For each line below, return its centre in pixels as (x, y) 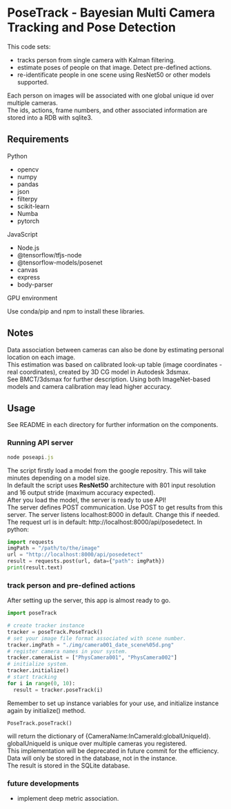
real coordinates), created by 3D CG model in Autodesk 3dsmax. (99, 372)
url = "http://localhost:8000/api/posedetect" (75, 555)
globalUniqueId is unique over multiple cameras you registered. (97, 743)
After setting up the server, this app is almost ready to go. (89, 601)
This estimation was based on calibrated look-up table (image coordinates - (115, 364)
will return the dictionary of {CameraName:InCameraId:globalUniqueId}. (109, 736)
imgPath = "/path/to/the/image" (53, 548)
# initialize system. (38, 664)
